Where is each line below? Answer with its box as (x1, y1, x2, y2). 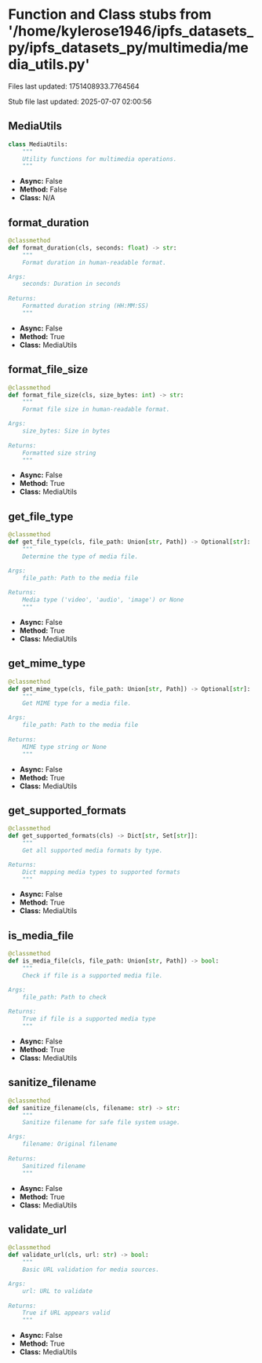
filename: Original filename (22, 1140, 118, 1148)
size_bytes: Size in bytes (22, 427, 111, 435)
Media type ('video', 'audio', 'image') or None (22, 596, 184, 604)
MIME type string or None (22, 743, 107, 751)
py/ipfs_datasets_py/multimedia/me (8, 39, 249, 57)
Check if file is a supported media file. (22, 971, 163, 979)
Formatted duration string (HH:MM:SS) (22, 302, 149, 310)
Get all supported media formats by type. (22, 846, 163, 854)
